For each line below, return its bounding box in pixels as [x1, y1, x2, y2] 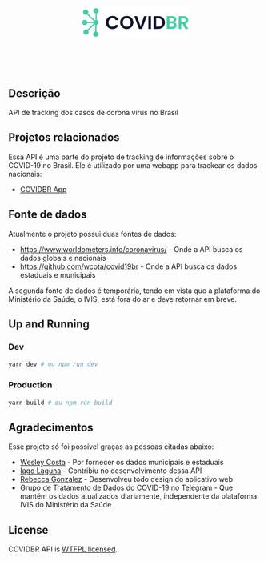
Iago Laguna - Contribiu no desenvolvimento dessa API [19, 466, 202, 475]
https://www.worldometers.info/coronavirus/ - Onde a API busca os [19, 244, 243, 254]
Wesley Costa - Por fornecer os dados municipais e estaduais [19, 458, 224, 467]
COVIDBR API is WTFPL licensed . [8, 544, 118, 554]
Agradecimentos [8, 420, 94, 434]
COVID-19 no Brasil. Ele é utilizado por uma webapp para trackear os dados [8, 160, 258, 170]
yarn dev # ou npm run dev [8, 360, 98, 369]
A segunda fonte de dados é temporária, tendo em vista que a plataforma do [8, 286, 261, 295]
